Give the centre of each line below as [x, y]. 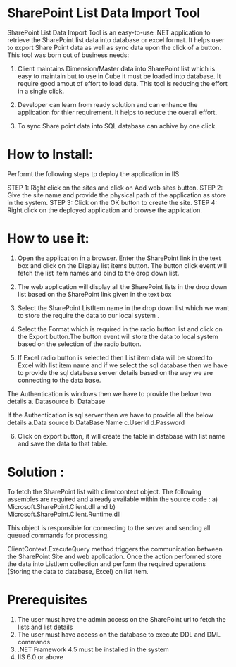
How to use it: [48, 239]
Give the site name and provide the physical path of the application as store [117, 195]
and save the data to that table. [62, 443]
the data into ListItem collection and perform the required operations [107, 564]
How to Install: [50, 155]
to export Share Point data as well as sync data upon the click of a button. [114, 47]
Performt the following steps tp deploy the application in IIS [93, 173]
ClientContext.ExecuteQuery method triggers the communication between [115, 549]
